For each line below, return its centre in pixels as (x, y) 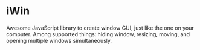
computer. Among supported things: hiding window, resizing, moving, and (98, 34)
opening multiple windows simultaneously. (59, 40)
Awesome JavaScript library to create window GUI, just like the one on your (100, 28)
